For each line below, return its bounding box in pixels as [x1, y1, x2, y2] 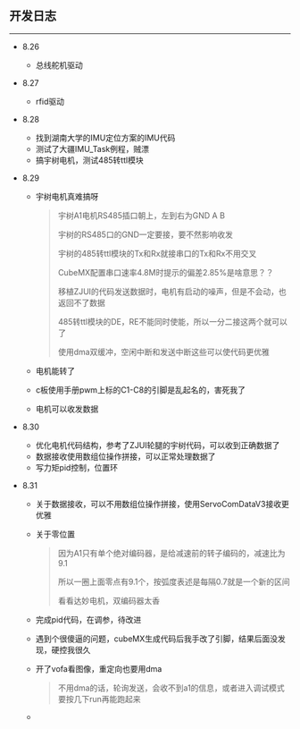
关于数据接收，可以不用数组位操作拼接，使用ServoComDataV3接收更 [35, 498, 290, 509]
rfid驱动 [35, 96, 65, 106]
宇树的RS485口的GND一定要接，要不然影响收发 [57, 229, 234, 240]
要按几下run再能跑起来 [57, 693, 141, 704]
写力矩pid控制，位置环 [35, 462, 119, 472]
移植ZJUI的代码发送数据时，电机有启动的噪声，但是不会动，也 [57, 285, 287, 297]
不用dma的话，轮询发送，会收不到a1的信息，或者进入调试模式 [57, 682, 286, 693]
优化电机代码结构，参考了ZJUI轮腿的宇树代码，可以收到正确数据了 [35, 439, 280, 450]
